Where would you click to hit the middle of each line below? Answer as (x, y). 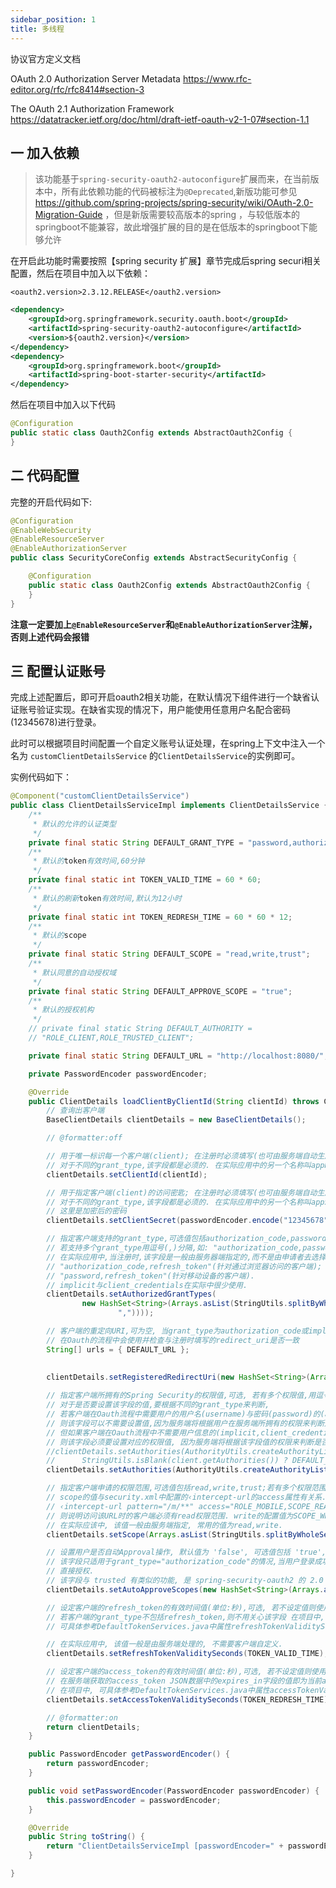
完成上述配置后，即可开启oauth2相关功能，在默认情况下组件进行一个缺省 (161, 697)
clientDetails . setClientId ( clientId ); (127, 1174)
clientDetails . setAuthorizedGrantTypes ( (131, 1294)
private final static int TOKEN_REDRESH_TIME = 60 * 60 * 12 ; (160, 917)
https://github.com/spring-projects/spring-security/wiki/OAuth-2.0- (174, 203)
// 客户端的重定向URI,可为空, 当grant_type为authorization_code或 (177, 1331)
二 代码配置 (45, 476)
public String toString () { (86, 1837)
